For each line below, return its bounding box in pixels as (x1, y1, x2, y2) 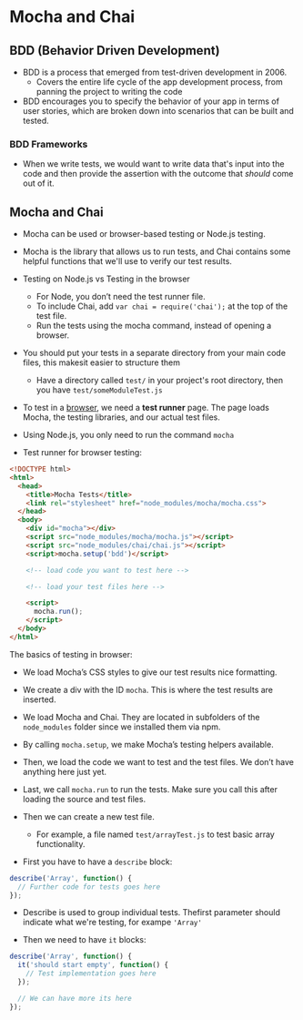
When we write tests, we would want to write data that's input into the (22, 158, 285, 169)
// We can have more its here (17, 994, 132, 1003)
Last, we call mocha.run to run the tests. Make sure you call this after (22, 783, 278, 794)
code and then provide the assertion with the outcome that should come (22, 168, 294, 179)
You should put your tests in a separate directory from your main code (22, 348, 287, 359)
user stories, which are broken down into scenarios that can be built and (22, 106, 294, 116)
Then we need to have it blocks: (22, 934, 147, 945)
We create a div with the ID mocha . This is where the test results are (22, 684, 274, 695)
